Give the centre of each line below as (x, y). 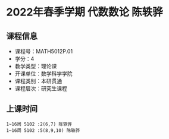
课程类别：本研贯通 (38, 81)
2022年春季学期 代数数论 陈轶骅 (85, 12)
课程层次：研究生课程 (41, 89)
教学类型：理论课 (36, 66)
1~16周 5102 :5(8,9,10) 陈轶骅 (43, 130)
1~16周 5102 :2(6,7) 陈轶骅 (39, 124)
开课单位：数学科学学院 (43, 74)
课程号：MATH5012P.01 (44, 51)
